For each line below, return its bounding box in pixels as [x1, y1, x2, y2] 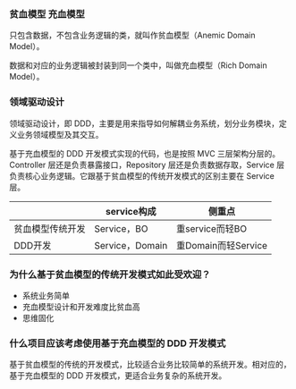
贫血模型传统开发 [13, 222, 87, 234]
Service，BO [94, 222, 148, 234]
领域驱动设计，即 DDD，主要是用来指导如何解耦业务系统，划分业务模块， [9, 118, 280, 129]
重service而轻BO [175, 222, 248, 234]
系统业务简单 [21, 290, 70, 300]
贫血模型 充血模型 [9, 7, 85, 20]
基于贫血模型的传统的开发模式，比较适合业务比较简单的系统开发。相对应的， [9, 359, 292, 370]
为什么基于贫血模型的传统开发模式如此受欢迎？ [9, 268, 211, 281]
